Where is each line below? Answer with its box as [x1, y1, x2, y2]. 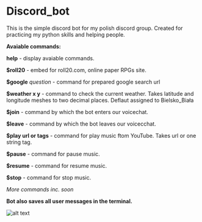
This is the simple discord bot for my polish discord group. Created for [6, 24, 183, 32]
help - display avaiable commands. [6, 54, 95, 62]
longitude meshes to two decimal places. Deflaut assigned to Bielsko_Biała [6, 96, 194, 104]
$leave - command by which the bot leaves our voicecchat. [6, 120, 157, 127]
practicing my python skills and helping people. [6, 30, 125, 38]
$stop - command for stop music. [6, 174, 92, 181]
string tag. [6, 138, 32, 146]
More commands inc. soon [6, 185, 74, 193]
